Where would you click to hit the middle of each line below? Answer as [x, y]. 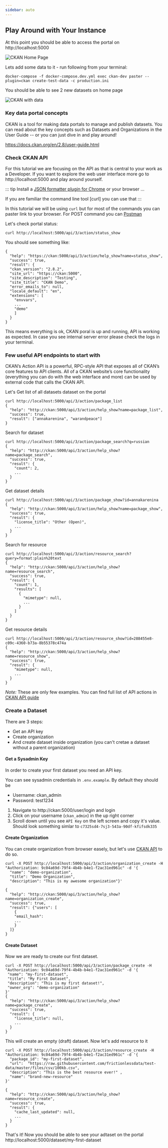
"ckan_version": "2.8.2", [37, 269]
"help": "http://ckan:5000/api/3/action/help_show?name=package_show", [87, 509]
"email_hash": [29, 917]
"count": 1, [27, 585]
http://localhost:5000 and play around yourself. [54, 179]
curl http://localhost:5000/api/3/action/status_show [63, 233]
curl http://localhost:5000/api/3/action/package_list [64, 401]
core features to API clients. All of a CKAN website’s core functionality [77, 371]
